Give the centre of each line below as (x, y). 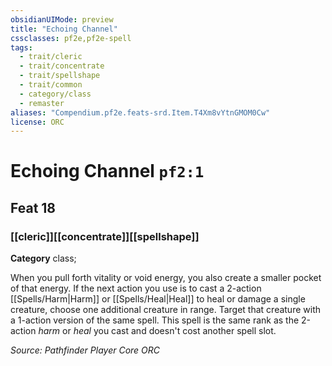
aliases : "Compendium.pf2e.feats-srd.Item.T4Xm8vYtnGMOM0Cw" (140, 112)
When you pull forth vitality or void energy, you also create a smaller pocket (166, 278)
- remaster (42, 103)
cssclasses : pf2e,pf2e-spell (71, 38)
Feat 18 (33, 207)
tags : (21, 47)
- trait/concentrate (62, 66)
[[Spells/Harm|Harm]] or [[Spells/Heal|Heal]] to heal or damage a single (158, 299)
